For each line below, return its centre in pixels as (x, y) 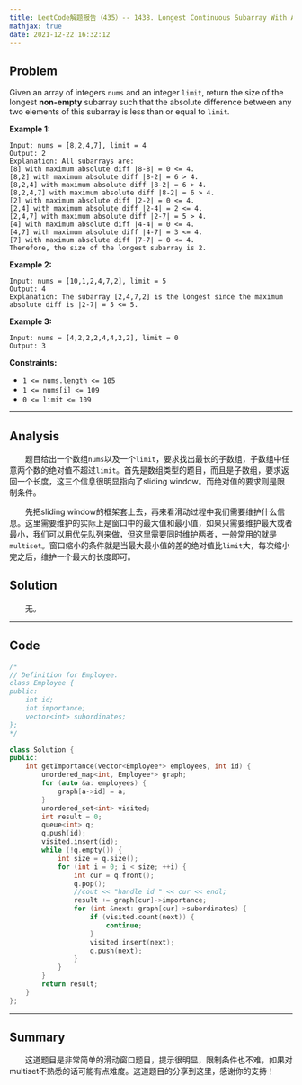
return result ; (70, 984)
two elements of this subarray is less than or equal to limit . (120, 112)
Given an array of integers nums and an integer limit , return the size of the (147, 93)
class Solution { (42, 750)
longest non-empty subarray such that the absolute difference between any (151, 102)
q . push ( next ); (116, 951)
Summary (37, 1038)
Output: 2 (28, 154)
